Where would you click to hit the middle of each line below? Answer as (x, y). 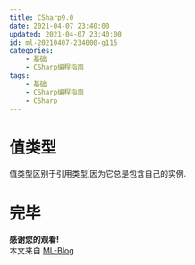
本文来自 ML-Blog (42, 251)
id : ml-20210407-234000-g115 (64, 42)
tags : (19, 76)
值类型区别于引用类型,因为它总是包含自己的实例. (98, 174)
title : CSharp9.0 (42, 17)
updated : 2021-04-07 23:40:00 (66, 34)
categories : (31, 51)
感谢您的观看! (34, 240)
